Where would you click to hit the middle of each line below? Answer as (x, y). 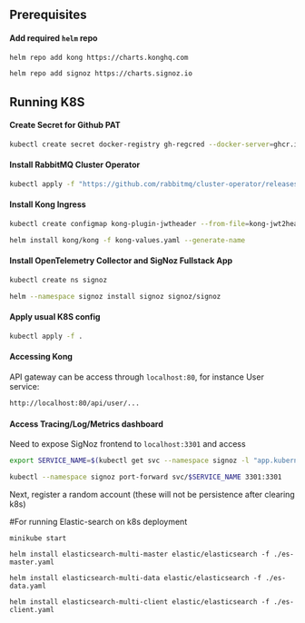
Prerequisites (48, 15)
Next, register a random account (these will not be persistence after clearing (152, 494)
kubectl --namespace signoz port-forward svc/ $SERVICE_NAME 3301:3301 (146, 477)
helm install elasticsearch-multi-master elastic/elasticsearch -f (140, 554)
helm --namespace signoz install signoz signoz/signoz (115, 296)
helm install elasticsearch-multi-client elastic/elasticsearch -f (140, 602)
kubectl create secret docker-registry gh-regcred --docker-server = (142, 144)
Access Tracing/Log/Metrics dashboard (86, 424)
